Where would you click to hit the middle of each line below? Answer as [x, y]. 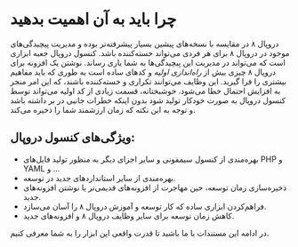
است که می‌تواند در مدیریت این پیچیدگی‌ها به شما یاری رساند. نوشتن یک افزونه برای [148, 62]
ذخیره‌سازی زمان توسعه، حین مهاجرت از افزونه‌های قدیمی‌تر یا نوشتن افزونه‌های [155, 187]
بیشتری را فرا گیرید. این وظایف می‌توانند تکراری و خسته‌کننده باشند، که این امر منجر [149, 81]
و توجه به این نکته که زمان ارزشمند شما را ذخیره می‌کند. [103, 109]
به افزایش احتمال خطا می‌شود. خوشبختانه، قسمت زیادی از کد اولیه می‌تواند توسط [145, 91]
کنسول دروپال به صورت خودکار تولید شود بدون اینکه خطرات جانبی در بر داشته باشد [148, 100]
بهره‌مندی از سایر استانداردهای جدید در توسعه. [99, 178]
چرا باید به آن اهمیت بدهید [93, 19]
